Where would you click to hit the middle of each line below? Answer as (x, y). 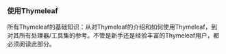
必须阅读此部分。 (31, 44)
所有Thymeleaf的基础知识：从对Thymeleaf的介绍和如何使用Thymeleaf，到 (112, 27)
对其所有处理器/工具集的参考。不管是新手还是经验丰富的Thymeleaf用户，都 (113, 36)
